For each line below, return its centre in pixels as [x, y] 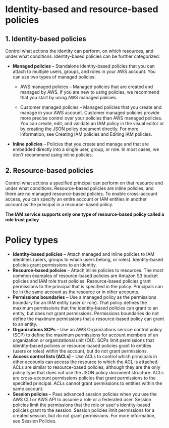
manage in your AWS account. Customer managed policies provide [90, 113]
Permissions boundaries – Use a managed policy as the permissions [84, 297]
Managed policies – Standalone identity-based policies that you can [83, 66]
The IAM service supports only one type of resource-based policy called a [85, 214]
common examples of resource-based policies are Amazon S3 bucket [85, 276]
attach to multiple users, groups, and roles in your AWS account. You [84, 71]
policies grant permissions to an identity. [55, 265]
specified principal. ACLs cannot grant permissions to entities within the [87, 383]
